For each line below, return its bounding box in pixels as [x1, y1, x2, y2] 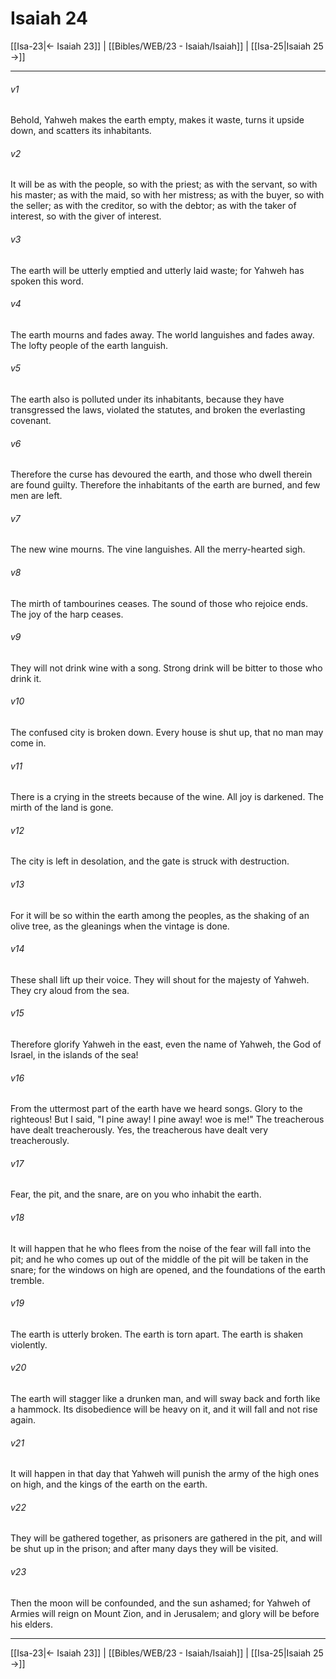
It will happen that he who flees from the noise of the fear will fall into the [10, 1242, 312, 1254]
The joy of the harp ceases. [10, 608, 124, 620]
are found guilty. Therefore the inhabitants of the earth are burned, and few [10, 479, 321, 491]
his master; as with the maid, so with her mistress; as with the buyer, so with [10, 189, 325, 201]
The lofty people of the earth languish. [10, 339, 169, 351]
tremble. [10, 1274, 45, 1286]
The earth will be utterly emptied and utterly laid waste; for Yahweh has [10, 264, 305, 276]
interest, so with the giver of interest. [10, 210, 162, 222]
